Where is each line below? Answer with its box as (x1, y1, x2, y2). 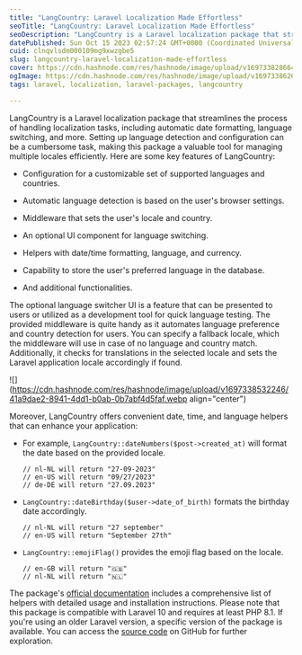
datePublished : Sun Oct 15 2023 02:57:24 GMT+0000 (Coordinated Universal (9, 38, 296, 48)
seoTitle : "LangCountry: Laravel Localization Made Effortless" (9, 22, 255, 31)
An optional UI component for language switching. (22, 230, 209, 241)
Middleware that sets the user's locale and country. (22, 212, 213, 223)
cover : (9, 64, 34, 73)
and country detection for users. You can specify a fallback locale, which (9, 328, 280, 339)
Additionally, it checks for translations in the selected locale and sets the (9, 347, 278, 358)
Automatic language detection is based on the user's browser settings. (22, 195, 285, 206)
